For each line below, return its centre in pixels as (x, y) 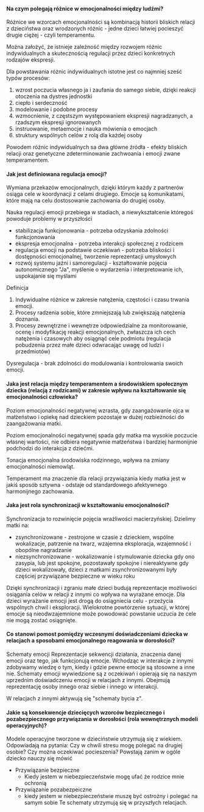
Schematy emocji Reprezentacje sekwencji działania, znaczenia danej (94, 654)
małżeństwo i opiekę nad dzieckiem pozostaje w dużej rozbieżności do (95, 417)
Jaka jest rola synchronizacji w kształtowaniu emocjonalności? (88, 505)
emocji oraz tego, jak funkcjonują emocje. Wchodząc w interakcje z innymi (100, 661)
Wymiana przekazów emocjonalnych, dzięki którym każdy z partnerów (95, 188)
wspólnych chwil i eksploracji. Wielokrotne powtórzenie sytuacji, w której (98, 607)
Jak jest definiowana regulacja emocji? (57, 174)
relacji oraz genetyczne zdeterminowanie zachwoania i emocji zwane (93, 154)
